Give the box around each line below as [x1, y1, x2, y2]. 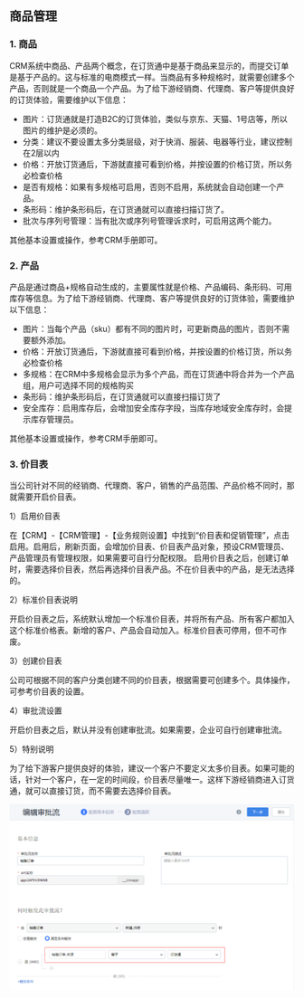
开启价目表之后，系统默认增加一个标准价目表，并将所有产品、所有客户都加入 [9, 613, 295, 624]
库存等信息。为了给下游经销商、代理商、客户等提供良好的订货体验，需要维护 [9, 292, 295, 303]
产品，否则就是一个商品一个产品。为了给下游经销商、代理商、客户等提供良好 [9, 82, 295, 93]
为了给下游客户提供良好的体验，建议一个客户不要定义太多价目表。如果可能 [9, 763, 287, 774]
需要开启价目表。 [16, 491, 81, 502]
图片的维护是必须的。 [22, 125, 102, 136]
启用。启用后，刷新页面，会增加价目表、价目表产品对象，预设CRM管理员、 [9, 541, 290, 552]
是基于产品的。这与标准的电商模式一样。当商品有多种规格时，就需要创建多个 [9, 71, 295, 82]
